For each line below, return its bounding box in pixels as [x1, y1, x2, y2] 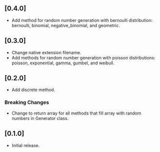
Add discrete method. [11, 87, 55, 93]
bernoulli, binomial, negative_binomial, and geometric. [11, 22, 120, 28]
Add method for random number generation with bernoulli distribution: [11, 17, 153, 23]
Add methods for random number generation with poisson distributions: [11, 55, 156, 60]
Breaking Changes [4, 99, 50, 106]
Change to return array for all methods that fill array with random [11, 110, 142, 116]
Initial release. [11, 142, 40, 148]
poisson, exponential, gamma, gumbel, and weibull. [11, 60, 115, 66]
